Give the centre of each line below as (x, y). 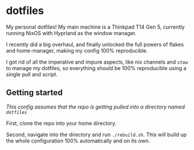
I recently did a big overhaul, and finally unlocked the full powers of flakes (95, 44)
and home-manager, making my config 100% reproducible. (77, 50)
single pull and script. (32, 74)
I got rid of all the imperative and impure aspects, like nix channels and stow (97, 62)
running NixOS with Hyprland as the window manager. (71, 33)
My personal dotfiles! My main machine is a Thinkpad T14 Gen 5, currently (96, 27)
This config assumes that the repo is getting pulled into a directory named (96, 107)
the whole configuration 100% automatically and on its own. (78, 141)
